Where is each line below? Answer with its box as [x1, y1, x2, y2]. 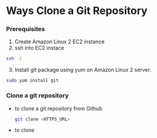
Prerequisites [6, 25, 45, 33]
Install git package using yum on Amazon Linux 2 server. [14, 66, 151, 74]
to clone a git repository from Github [14, 105, 103, 112]
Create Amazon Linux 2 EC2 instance [14, 38, 105, 45]
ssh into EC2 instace [14, 44, 64, 51]
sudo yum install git [6, 78, 59, 84]
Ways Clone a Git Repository [6, 4, 148, 18]
